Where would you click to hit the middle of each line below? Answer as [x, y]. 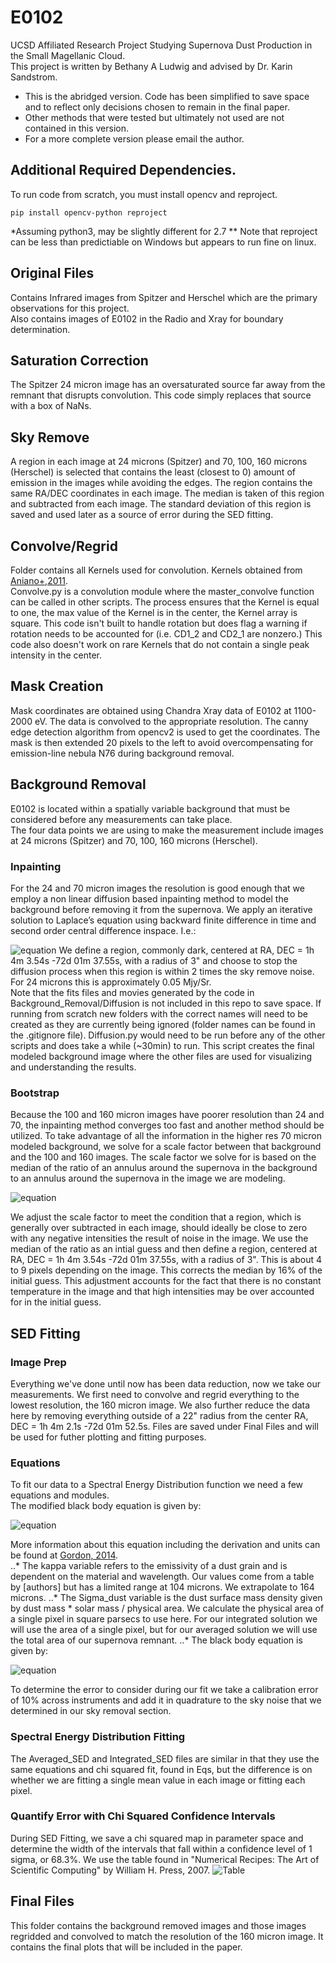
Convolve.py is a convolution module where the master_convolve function [162, 591]
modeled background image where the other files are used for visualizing [161, 1056]
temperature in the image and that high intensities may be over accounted [162, 1292]
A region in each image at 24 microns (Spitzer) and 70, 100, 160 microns [159, 462]
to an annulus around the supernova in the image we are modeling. [148, 1178]
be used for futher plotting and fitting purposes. [108, 1437]
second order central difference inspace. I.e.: [103, 930]
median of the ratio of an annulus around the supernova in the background [164, 1168]
